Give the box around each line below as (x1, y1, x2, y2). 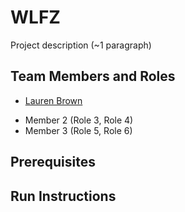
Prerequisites (10, 154, 96, 171)
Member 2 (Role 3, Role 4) (24, 114, 134, 126)
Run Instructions (10, 187, 117, 205)
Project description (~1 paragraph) (10, 39, 152, 51)
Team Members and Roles (10, 68, 176, 85)
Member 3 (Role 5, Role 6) (24, 124, 133, 136)
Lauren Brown (24, 94, 83, 106)
